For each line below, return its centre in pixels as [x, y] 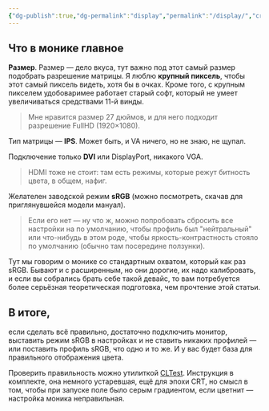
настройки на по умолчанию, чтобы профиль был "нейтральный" [140, 229]
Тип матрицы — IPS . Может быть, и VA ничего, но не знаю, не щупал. [127, 141]
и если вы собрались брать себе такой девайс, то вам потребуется [124, 279]
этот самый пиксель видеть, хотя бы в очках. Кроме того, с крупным [127, 84]
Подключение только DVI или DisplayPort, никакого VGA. [106, 157]
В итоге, [29, 313]
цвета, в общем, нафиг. [67, 181]
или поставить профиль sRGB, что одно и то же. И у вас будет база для [130, 349]
